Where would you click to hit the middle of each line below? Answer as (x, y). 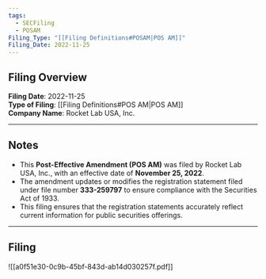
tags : (17, 15)
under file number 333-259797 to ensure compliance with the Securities (138, 189)
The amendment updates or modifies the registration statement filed (131, 181)
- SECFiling (35, 23)
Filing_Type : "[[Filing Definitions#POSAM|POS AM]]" (97, 38)
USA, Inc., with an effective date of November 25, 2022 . (112, 173)
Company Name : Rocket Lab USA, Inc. (72, 113)
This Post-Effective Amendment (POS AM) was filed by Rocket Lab (131, 164)
